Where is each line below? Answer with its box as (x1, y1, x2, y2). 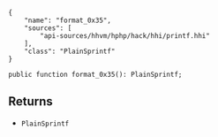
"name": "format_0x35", (24, 16, 112, 25)
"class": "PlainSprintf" (24, 47, 116, 56)
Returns (8, 94, 54, 110)
